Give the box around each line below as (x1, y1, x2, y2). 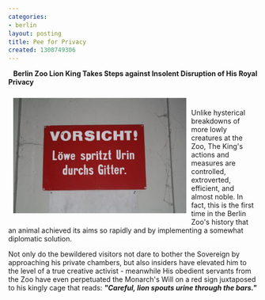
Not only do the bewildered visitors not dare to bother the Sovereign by (8, 249, 240, 259)
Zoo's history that (191, 218, 249, 227)
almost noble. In (191, 192, 244, 202)
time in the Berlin (191, 209, 247, 218)
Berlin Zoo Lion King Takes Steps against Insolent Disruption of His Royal (13, 69, 258, 78)
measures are (191, 158, 236, 168)
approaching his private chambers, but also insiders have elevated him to (8, 258, 247, 268)
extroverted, (191, 175, 231, 185)
